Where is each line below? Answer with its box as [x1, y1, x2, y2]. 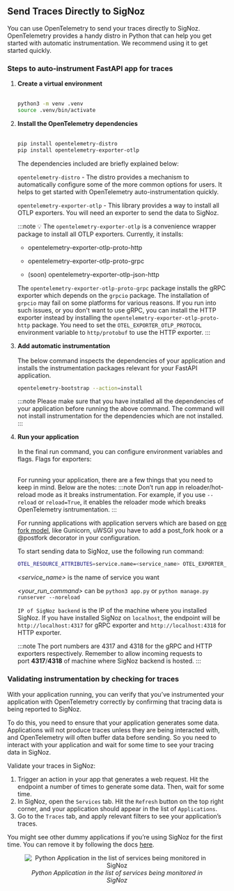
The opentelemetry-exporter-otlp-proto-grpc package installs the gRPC [17, 283, 226, 292]
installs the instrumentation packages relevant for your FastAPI [17, 363, 198, 372]
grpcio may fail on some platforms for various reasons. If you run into [17, 299, 217, 307]
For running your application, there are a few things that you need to [17, 476, 214, 484]
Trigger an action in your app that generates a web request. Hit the [17, 775, 209, 783]
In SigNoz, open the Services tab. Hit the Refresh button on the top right [17, 797, 224, 805]
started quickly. [7, 46, 52, 54]
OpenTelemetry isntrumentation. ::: [17, 505, 117, 514]
